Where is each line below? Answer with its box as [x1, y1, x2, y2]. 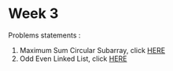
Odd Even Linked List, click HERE [19, 54, 127, 63]
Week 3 [8, 5, 59, 23]
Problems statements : [8, 30, 81, 40]
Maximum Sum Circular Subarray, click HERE [19, 45, 166, 55]
